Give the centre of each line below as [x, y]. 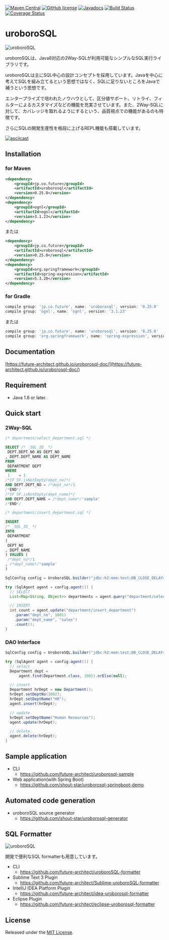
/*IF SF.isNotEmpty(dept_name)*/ [40, 494]
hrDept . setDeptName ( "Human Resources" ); [53, 718]
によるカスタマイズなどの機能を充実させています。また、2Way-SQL [89, 105]
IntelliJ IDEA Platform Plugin [41, 888]
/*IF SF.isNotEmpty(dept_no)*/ [38, 480]
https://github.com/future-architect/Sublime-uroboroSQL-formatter [90, 883]
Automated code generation [50, 801]
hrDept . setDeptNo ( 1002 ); [36, 694]
